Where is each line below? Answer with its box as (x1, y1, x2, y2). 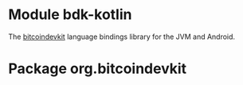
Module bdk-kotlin (8, 6, 132, 24)
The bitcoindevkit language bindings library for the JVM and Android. (8, 32, 236, 41)
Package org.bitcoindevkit (8, 60, 187, 78)
